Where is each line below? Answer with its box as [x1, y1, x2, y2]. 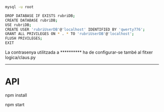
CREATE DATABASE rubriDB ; [5, 18, 58, 23]
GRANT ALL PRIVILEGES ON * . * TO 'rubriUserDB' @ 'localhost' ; [5, 32, 134, 37]
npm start [5, 101, 25, 107]
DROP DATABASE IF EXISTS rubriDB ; [5, 13, 76, 18]
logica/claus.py [5, 55, 36, 60]
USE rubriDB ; [5, 22, 32, 27]
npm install [5, 92, 27, 98]
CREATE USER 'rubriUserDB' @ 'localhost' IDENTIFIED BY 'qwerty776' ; [5, 27, 145, 32]
